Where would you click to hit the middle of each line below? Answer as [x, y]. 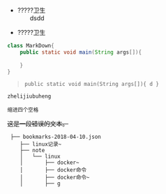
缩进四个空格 [23, 110]
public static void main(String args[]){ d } [91, 84]
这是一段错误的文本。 [38, 124]
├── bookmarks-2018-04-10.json [55, 137]
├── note [32, 151]
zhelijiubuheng [29, 96]
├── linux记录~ [41, 144]
